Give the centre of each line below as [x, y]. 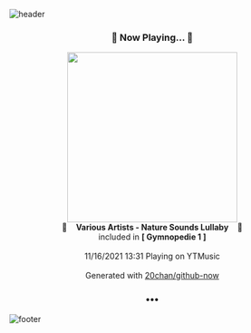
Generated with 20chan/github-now [152, 276]
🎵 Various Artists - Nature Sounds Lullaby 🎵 [152, 228]
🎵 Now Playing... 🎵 [152, 37]
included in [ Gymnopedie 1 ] [152, 237]
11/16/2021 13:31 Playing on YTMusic [152, 256]
